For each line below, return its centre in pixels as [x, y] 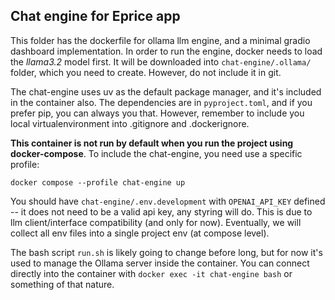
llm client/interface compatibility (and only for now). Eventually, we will [156, 222]
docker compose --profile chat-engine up [98, 182]
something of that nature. [62, 284]
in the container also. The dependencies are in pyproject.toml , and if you [161, 102]
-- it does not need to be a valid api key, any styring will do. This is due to [161, 211]
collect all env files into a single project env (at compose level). [140, 233]
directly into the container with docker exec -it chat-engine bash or [151, 273]
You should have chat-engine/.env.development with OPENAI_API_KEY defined [168, 201]
